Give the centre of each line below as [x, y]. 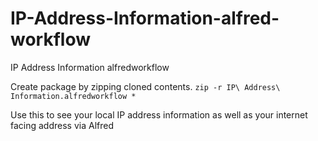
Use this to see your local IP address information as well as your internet [159, 114]
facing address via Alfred [62, 125]
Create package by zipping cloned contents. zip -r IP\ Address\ [145, 86]
